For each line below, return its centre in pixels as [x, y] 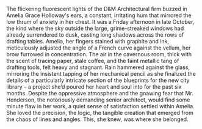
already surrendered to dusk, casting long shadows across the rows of [95, 35]
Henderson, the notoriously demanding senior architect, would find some [98, 100]
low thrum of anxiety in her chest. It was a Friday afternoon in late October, [100, 22]
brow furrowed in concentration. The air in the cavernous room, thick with [99, 54]
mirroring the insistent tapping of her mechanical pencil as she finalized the [101, 74]
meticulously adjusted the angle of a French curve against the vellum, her [99, 48]
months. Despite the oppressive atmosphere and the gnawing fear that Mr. [100, 93]
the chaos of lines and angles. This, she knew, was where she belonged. [97, 119]
